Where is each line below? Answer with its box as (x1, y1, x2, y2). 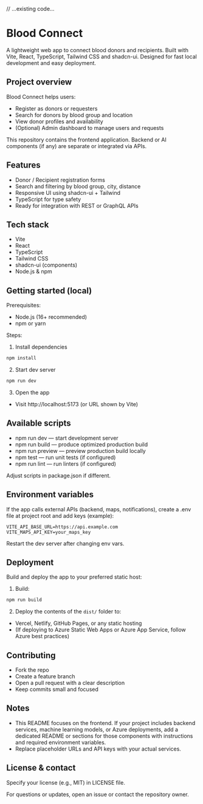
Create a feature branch (15, 673, 75, 680)
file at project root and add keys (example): (6, 512, 114, 519)
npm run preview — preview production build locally (15, 447, 146, 454)
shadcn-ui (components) (15, 261, 78, 269)
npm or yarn (15, 320, 46, 327)
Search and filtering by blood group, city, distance (15, 182, 141, 190)
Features (6, 160, 41, 171)
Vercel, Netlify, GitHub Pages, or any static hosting (15, 619, 142, 627)
